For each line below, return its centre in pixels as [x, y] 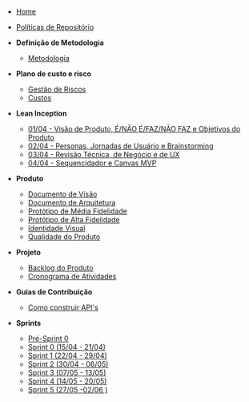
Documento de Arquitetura [72, 203]
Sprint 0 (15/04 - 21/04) [67, 347]
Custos [40, 98]
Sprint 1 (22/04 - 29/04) [68, 355]
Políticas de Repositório [55, 27]
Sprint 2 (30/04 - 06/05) [68, 364]
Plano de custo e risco [54, 74]
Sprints [28, 323]
